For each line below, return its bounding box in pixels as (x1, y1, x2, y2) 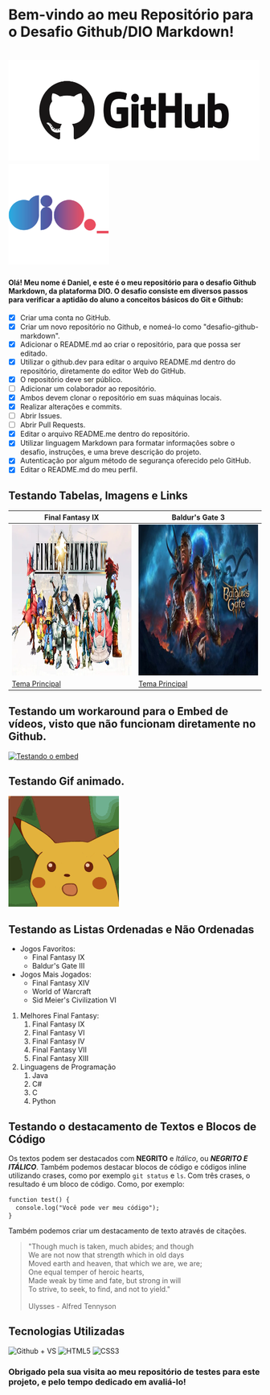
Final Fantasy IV (31, 1036, 85, 1047)
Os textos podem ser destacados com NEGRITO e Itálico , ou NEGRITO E (8, 1154, 248, 1163)
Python (31, 1097, 56, 1106)
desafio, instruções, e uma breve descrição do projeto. (19, 447, 202, 457)
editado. (19, 348, 48, 358)
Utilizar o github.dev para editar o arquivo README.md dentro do (19, 356, 235, 367)
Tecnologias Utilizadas (8, 1325, 125, 1339)
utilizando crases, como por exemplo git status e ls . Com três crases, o (8, 1171, 251, 1180)
